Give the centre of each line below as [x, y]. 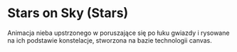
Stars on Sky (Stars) [68, 13]
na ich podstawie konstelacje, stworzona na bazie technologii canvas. [110, 40]
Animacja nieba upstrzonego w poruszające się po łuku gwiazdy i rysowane [118, 33]
